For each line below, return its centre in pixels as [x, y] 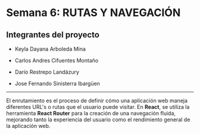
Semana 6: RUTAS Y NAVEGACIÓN [93, 13]
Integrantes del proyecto [53, 35]
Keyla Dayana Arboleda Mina [50, 49]
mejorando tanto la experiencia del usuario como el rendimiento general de [98, 120]
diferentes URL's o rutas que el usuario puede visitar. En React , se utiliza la [98, 107]
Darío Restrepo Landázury [47, 72]
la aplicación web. [28, 126]
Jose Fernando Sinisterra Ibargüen [57, 84]
